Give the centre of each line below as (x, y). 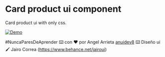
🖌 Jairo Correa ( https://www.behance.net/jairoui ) (56, 49)
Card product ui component (63, 9)
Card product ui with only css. (36, 23)
